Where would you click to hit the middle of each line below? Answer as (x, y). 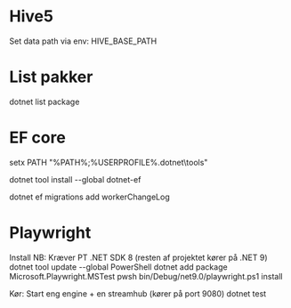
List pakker (51, 77)
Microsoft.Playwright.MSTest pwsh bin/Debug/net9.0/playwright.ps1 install (146, 276)
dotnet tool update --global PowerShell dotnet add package (119, 267)
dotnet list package (44, 101)
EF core (38, 138)
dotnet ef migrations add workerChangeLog (90, 197)
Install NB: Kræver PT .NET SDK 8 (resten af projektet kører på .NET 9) (139, 257)
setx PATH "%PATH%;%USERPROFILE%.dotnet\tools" (109, 162)
